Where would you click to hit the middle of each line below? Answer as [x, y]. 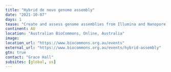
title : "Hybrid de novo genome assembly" [50, 10]
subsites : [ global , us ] [31, 62]
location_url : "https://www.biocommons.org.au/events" [65, 43]
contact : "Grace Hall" [29, 57]
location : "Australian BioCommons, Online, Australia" [65, 33]
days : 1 [14, 19]
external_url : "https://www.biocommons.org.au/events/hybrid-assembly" [83, 48]
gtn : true [16, 52]
